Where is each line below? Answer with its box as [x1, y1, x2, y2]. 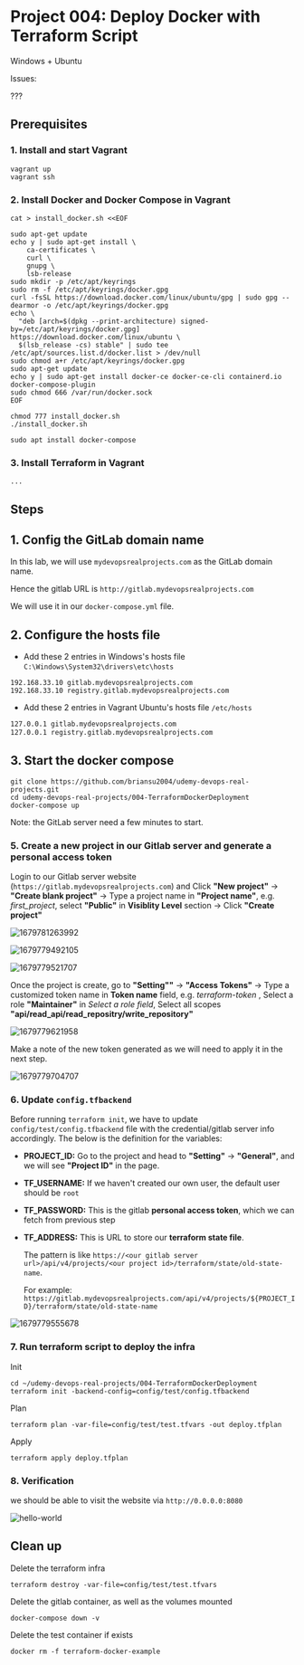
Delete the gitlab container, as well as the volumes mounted [10, 1595, 233, 1607]
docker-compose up [10, 801, 80, 810]
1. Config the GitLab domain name [10, 532, 204, 547]
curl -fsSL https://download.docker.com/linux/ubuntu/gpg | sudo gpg [10, 292, 279, 302]
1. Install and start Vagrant [10, 144, 128, 157]
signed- [180, 317, 209, 326]
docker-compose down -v [10, 1613, 100, 1622]
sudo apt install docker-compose [10, 435, 137, 444]
